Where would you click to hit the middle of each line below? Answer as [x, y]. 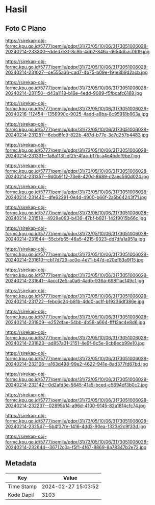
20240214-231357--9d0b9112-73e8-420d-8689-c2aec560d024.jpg [77, 176]
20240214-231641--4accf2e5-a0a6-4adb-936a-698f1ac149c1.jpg [75, 281]
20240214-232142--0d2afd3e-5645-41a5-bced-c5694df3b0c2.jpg [76, 385]
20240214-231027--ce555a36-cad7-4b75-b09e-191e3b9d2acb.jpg [76, 72]
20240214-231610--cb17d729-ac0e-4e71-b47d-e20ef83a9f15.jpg [74, 260]
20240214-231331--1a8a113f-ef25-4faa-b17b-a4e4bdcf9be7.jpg [73, 156]
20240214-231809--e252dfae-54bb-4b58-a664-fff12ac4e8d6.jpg [75, 322]
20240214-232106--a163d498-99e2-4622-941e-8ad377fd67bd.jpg [77, 364]
